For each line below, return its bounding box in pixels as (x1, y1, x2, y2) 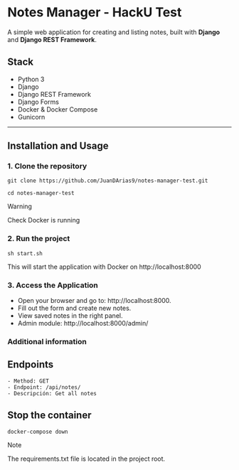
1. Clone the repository (7, 161, 87, 171)
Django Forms (17, 97, 59, 106)
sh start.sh (7, 250, 43, 257)
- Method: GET (7, 378, 50, 385)
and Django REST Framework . (7, 35, 97, 43)
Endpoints (7, 358, 54, 370)
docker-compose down (7, 428, 69, 435)
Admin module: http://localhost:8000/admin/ (17, 319, 149, 328)
